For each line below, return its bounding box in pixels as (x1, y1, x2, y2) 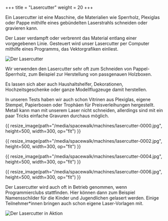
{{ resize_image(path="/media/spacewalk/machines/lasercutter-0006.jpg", (5, 169, 162, 174)
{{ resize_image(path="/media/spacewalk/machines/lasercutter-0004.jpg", (5, 153, 162, 159)
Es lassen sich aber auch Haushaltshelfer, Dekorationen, (5, 81, 124, 87)
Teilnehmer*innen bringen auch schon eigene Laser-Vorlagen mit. (5, 201, 144, 206)
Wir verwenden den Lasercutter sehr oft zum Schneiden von (5, 66, 132, 72)
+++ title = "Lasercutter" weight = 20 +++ (5, 5, 93, 10)
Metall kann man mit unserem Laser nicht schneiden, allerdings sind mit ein (5, 107, 163, 113)
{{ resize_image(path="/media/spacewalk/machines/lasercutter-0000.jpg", (5, 123, 162, 128)
